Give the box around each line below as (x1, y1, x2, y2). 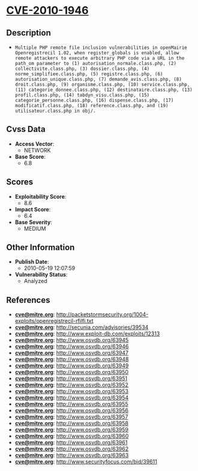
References (6, 295, 50, 305)
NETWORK (23, 146, 51, 154)
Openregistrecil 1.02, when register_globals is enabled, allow (14, 50, 179, 56)
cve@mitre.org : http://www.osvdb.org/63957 (14, 413, 128, 420)
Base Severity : (14, 218, 52, 226)
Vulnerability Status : (14, 271, 68, 278)
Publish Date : (14, 258, 49, 266)
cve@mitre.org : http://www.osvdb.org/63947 (14, 349, 129, 357)
